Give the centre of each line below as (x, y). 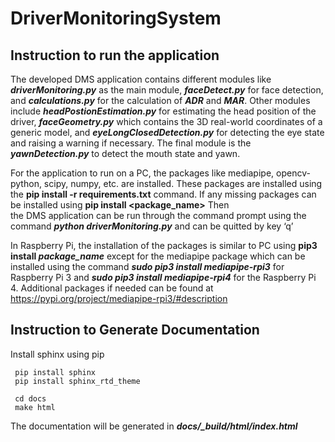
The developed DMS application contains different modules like (141, 79)
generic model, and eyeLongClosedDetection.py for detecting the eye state (167, 132)
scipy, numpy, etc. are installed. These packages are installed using (183, 183)
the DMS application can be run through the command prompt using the (158, 215)
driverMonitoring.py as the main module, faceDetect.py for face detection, (167, 90)
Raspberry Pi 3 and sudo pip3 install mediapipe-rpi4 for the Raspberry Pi (163, 277)
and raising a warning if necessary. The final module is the (131, 143)
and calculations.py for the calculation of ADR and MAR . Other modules (160, 100)
